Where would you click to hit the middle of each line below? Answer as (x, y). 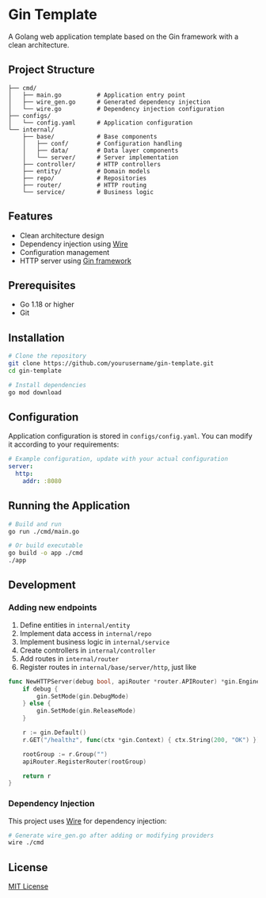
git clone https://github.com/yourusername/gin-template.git (111, 363)
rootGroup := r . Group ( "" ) (65, 754)
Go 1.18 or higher (47, 304)
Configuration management (65, 252)
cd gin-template (35, 371)
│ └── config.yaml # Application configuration (101, 123)
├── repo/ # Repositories (85, 178)
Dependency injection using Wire (74, 244)
